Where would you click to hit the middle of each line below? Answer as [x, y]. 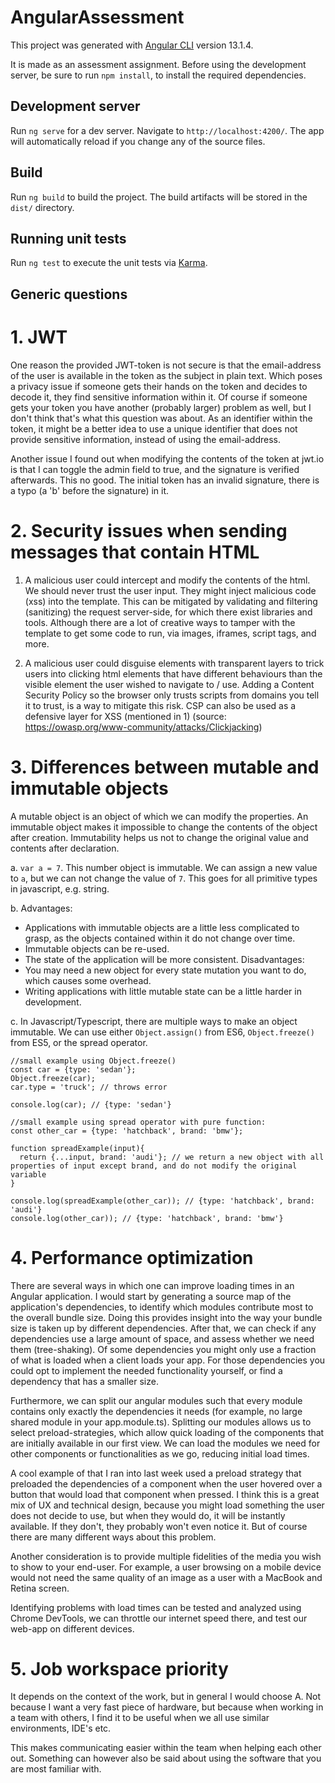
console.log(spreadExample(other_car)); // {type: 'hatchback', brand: [162, 1201]
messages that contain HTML [135, 552]
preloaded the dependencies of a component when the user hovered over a [166, 1483]
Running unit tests [68, 238]
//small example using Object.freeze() [93, 1061]
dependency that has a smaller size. [84, 1381]
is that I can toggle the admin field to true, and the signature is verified [155, 469]
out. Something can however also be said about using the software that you [166, 1758]
